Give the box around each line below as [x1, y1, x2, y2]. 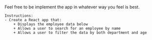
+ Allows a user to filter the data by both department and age [13, 30, 147, 35]
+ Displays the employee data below [13, 22, 88, 27]
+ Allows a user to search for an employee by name [13, 26, 121, 31]
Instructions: [4, 13, 34, 18]
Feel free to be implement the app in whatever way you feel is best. [4, 4, 140, 10]
